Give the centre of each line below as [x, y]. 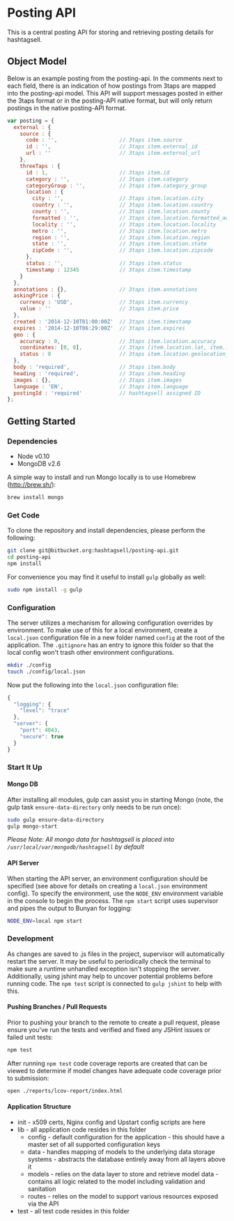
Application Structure [39, 1107]
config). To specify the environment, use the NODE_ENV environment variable [115, 893]
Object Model [37, 62]
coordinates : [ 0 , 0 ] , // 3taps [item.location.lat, [114, 348]
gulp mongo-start [32, 826]
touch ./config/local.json [46, 672]
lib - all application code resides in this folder [82, 1129]
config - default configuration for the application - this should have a [126, 1137]
